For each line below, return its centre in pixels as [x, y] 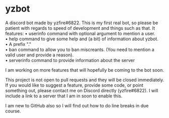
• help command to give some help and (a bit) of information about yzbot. [82, 39]
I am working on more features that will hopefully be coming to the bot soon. [84, 70]
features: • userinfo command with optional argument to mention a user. [80, 33]
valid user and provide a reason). [40, 55]
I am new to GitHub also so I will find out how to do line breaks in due [77, 105]
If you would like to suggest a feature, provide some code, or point [74, 85]
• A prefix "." [18, 44]
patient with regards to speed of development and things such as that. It [80, 28]
